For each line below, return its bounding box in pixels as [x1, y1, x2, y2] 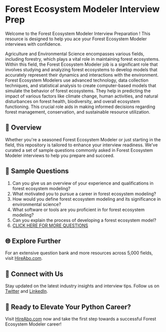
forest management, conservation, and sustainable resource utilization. [5, 109, 150, 115]
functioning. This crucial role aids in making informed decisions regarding [5, 104, 156, 110]
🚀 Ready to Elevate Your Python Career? [5, 303, 131, 311]
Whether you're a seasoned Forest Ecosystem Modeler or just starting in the [5, 136, 161, 142]
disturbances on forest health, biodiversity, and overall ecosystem [5, 98, 140, 104]
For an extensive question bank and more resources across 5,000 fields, [5, 250, 153, 256]
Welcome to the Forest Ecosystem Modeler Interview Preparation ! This [5, 30, 151, 36]
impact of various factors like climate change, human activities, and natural [5, 93, 159, 99]
